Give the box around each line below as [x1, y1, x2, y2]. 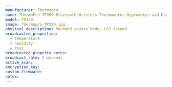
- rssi [10, 46, 24, 51]
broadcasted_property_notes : [5, 50, 68, 55]
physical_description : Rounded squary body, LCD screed [5, 27, 127, 32]
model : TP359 [5, 17, 33, 22]
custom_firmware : [5, 70, 42, 75]
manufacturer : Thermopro [5, 7, 58, 13]
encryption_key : [5, 64, 40, 70]
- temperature [10, 36, 40, 41]
